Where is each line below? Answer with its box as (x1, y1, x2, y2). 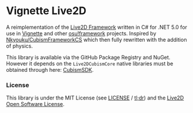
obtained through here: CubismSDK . (6, 66, 94, 73)
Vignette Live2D (6, 4, 86, 18)
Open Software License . (6, 101, 65, 108)
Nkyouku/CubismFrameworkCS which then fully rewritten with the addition (6, 36, 187, 43)
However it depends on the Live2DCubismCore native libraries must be (6, 60, 174, 67)
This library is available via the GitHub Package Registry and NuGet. (6, 54, 171, 61)
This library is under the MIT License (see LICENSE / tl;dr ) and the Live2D (6, 94, 184, 101)
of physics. (6, 42, 34, 49)
